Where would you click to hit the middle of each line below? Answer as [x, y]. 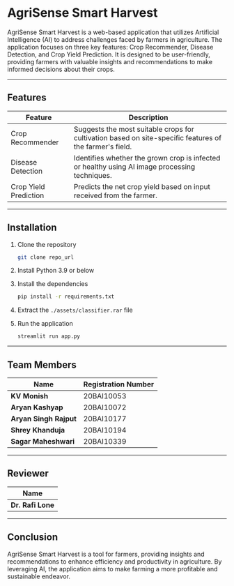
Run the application [45, 324]
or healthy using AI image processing [134, 167]
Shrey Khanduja [38, 430]
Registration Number [119, 384]
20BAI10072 [105, 407]
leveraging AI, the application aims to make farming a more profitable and [112, 569]
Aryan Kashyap [37, 407]
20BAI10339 [105, 441]
